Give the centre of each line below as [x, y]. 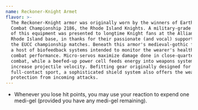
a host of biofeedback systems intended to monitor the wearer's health [102, 50]
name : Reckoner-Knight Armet [41, 12]
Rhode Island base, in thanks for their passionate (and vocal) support [102, 39]
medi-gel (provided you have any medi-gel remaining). [80, 101]
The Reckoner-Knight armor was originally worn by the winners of [94, 22]
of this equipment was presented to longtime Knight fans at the [93, 34]
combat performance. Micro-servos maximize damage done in [85, 56]
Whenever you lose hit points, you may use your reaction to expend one [102, 95]
